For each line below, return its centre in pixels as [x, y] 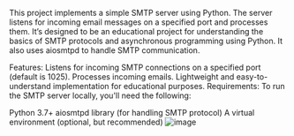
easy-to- [252, 77]
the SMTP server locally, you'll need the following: [100, 95]
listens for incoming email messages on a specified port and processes [139, 22]
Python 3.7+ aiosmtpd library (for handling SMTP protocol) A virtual [132, 113]
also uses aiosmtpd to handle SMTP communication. [105, 50]
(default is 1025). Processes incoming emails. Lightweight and [122, 77]
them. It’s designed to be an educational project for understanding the [136, 31]
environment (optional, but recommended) [86, 122]
